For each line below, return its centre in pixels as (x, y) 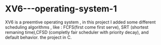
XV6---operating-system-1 (61, 9)
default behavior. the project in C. (38, 37)
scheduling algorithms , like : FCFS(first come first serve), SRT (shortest (77, 27)
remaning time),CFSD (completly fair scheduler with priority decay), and (77, 32)
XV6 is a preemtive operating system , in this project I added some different (80, 22)
